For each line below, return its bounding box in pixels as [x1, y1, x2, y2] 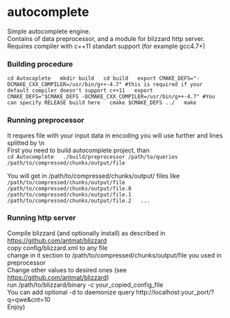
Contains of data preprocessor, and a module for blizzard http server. [7, 34, 205, 42]
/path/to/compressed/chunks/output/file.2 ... [7, 197, 150, 204]
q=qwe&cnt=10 [7, 295, 51, 303]
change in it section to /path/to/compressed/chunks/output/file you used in [7, 251, 222, 259]
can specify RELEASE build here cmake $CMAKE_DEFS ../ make [7, 99, 197, 106]
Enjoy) [7, 303, 26, 311]
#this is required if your [125, 81, 203, 88]
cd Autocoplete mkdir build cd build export [7, 75, 157, 82]
